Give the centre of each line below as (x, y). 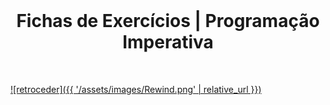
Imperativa (168, 42)
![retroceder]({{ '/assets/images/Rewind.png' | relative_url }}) (136, 89)
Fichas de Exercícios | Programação (168, 21)
